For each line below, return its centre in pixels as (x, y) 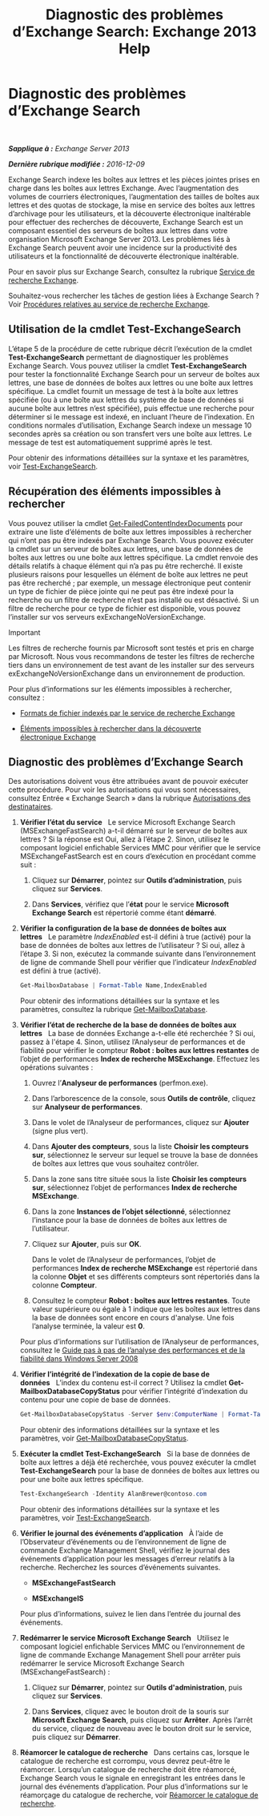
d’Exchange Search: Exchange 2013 (134, 32)
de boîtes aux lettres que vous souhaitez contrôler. (115, 1163)
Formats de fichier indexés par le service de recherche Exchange (127, 713)
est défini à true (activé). (60, 971)
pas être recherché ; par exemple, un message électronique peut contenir (130, 583)
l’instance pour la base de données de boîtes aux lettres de (129, 1220)
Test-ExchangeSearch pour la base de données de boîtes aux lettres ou (140, 1471)
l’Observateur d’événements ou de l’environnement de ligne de (123, 1542)
